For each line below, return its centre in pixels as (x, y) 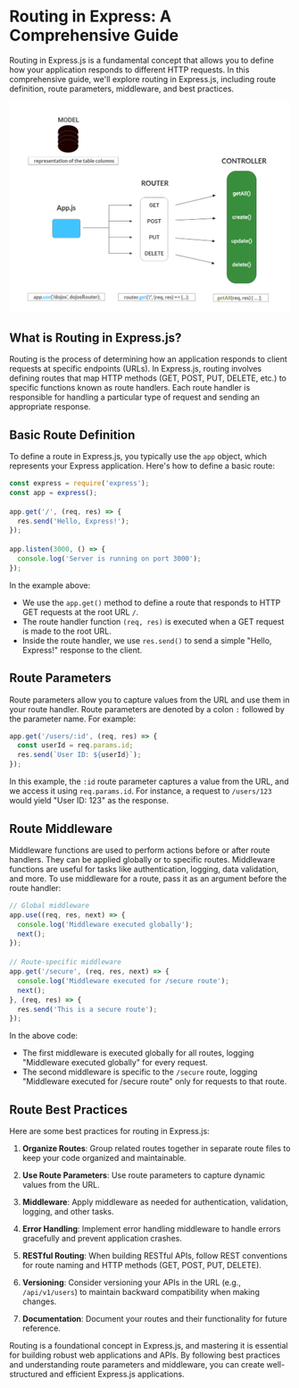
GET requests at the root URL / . (80, 612)
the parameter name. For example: (73, 719)
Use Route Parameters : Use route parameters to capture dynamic (144, 1175)
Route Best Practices (68, 1110)
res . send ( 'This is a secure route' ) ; (87, 1009)
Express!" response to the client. (82, 650)
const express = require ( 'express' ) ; (79, 484)
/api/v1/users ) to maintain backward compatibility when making (141, 1292)
